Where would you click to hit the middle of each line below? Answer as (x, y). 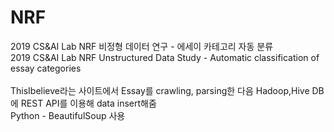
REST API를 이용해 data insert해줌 (88, 103)
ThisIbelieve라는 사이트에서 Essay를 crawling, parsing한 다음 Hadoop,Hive (160, 90)
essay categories (46, 68)
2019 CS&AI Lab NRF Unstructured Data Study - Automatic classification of (165, 57)
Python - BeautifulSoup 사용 (68, 115)
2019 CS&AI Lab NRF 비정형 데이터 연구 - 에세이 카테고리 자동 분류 (142, 46)
